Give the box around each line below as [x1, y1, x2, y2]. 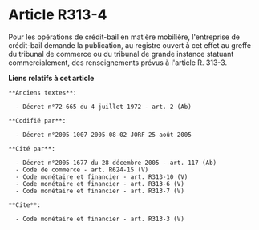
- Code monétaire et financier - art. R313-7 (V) [15, 187, 184, 195]
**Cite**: [8, 200, 42, 209]
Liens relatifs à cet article [8, 73, 95, 83]
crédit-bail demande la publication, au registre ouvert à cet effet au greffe [8, 40, 251, 50]
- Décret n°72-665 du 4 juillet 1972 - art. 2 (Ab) [15, 103, 192, 111]
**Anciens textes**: [8, 88, 78, 97]
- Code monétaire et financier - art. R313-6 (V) [15, 180, 184, 188]
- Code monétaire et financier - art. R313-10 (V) [15, 172, 188, 181]
